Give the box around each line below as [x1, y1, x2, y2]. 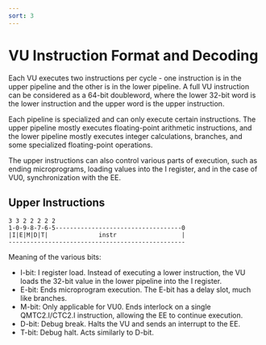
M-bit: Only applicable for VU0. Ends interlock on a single [19, 302, 211, 312]
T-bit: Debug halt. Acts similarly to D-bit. [19, 327, 155, 338]
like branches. [19, 294, 67, 303]
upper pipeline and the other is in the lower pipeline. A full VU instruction [8, 81, 250, 91]
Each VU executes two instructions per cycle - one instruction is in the [8, 73, 242, 83]
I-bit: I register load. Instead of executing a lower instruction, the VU [19, 268, 246, 277]
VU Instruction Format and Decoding [8, 46, 259, 64]
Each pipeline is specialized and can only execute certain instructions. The [8, 114, 256, 124]
